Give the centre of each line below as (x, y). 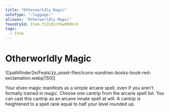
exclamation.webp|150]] (30, 78)
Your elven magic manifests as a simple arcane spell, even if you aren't (79, 88)
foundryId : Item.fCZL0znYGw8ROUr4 (42, 24)
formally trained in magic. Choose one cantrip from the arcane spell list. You (85, 93)
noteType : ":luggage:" (29, 15)
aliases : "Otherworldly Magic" (38, 19)
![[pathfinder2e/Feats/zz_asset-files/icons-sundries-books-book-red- (78, 72)
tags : (11, 29)
